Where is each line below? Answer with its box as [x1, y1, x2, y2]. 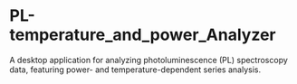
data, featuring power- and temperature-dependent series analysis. [9, 64, 261, 75]
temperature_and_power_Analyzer [9, 24, 276, 45]
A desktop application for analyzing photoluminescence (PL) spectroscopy [9, 54, 288, 65]
